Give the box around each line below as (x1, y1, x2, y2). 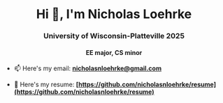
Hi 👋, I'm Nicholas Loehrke (36, 6, 192, 22)
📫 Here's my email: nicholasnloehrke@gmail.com (13, 64, 162, 72)
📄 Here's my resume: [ (13, 80, 79, 89)
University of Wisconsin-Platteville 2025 (43, 31, 185, 41)
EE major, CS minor (85, 48, 143, 56)
